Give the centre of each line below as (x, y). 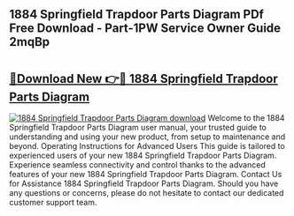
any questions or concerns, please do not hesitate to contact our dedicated (147, 193)
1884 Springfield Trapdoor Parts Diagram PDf (136, 15)
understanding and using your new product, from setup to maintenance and (147, 137)
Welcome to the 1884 (246, 118)
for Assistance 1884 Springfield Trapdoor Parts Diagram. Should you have (144, 183)
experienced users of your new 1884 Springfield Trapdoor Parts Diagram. (143, 155)
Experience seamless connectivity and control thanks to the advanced (137, 165)
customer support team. (53, 202)
